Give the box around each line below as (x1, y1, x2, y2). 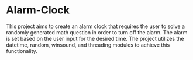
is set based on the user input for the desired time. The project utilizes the (6, 35, 184, 42)
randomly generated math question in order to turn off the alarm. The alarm (6, 29, 188, 36)
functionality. (6, 47, 38, 54)
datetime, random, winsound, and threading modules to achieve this (6, 41, 170, 48)
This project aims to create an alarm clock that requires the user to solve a (6, 23, 185, 30)
